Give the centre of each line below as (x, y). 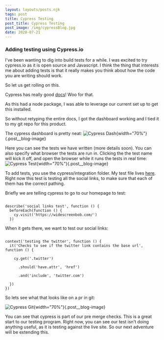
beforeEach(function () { (36, 211)
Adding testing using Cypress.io (44, 49)
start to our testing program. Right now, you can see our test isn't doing (77, 322)
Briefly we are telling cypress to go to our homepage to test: (66, 193)
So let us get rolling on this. (33, 85)
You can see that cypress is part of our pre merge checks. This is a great (79, 317)
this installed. (18, 109)
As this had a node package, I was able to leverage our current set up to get (82, 104)
